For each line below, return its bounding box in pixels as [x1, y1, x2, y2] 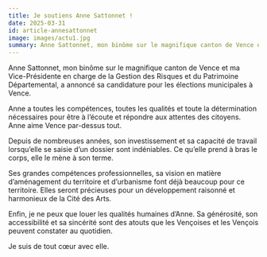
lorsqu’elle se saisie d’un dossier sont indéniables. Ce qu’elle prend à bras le [8, 145, 258, 154]
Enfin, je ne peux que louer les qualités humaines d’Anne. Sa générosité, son [8, 209, 258, 219]
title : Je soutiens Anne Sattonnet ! [8, 11, 133, 20]
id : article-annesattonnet [8, 26, 98, 34]
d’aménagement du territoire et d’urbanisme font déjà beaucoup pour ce [8, 177, 245, 187]
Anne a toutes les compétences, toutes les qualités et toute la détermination [8, 104, 257, 114]
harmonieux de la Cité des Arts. [8, 194, 112, 204]
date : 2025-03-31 [8, 19, 66, 27]
